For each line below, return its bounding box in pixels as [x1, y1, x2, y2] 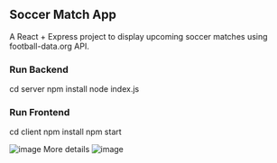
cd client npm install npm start [9, 126, 122, 138]
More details [43, 144, 90, 155]
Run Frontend [9, 106, 70, 119]
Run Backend [9, 63, 69, 76]
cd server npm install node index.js [9, 84, 140, 95]
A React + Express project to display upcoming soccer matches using [9, 31, 268, 41]
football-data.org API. [9, 41, 90, 51]
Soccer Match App [9, 7, 117, 23]
